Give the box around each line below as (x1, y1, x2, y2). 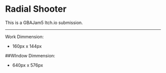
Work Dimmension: (5, 33, 44, 40)
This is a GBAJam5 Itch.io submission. (5, 20, 83, 25)
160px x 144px (12, 43, 42, 49)
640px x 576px (12, 62, 43, 68)
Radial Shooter (5, 3, 67, 15)
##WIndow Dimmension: (5, 52, 55, 58)
